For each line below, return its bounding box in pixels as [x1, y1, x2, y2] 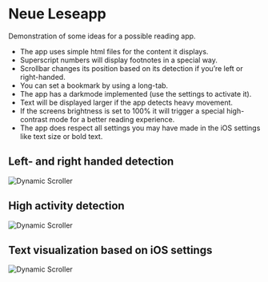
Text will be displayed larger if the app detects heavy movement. [19, 97, 234, 107]
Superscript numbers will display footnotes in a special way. [19, 55, 218, 65]
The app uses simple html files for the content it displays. [19, 46, 209, 56]
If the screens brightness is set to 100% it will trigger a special [19, 105, 226, 116]
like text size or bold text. [19, 131, 103, 141]
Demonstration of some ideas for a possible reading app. [8, 31, 196, 41]
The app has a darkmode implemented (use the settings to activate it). [19, 89, 252, 98]
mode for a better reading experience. [49, 114, 175, 124]
